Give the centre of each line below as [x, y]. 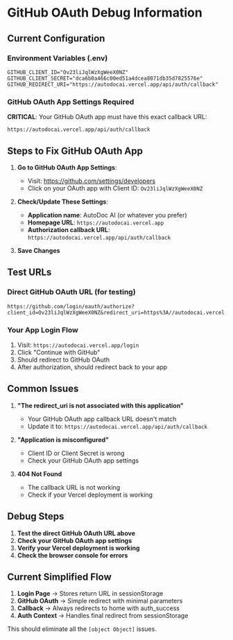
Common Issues [43, 389]
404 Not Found [40, 474]
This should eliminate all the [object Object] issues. [82, 629]
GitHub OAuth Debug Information [105, 13]
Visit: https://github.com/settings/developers [92, 181]
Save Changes [38, 250]
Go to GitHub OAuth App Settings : [67, 167]
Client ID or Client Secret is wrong [76, 453]
